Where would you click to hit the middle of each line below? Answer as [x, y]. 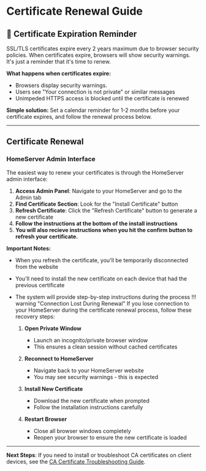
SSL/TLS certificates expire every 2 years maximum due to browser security [103, 48]
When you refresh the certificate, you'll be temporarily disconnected [101, 260]
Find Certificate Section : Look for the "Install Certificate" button [97, 204]
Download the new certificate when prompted [92, 401]
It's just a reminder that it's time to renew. [59, 62]
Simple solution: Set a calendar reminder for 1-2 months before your [93, 110]
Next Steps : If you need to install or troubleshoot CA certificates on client [99, 455]
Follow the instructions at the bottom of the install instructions [96, 223]
